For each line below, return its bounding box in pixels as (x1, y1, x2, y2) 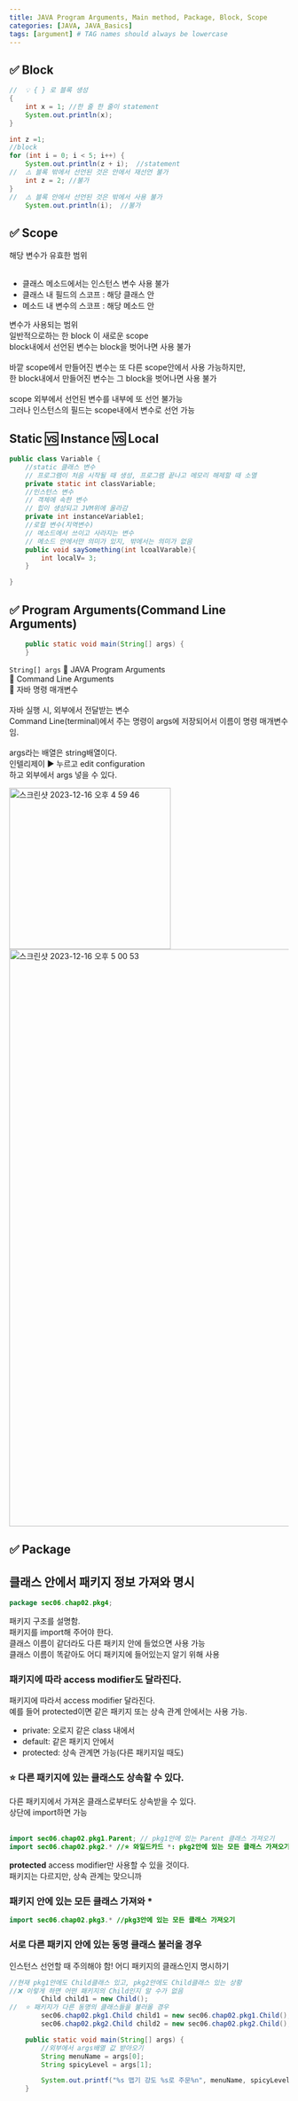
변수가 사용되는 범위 (9, 319, 78, 330)
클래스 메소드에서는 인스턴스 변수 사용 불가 (21, 279, 170, 289)
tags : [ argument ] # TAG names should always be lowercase (9, 29, 228, 38)
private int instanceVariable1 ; (25, 512, 145, 522)
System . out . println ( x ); (25, 110, 114, 120)
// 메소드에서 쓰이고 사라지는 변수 (25, 529, 135, 538)
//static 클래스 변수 (25, 462, 96, 471)
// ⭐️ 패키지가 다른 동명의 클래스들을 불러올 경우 (9, 2003, 169, 2012)
